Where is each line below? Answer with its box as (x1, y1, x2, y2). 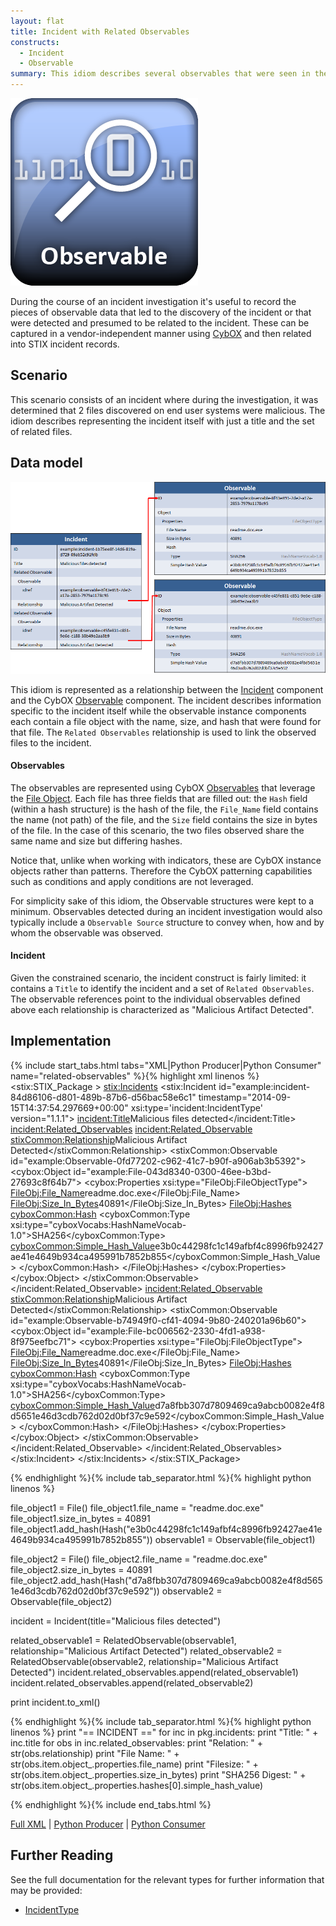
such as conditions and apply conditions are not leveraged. (10, 875, 254, 887)
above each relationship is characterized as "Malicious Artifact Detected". (10, 1004, 315, 1016)
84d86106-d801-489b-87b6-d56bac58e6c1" (10, 1091, 197, 1103)
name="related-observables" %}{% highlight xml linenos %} (10, 1070, 260, 1082)
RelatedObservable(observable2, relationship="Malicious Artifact (10, 1655, 279, 1667)
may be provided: (10, 1884, 83, 1896)
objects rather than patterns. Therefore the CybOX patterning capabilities (10, 865, 313, 877)
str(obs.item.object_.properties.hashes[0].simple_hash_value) (10, 1779, 264, 1791)
